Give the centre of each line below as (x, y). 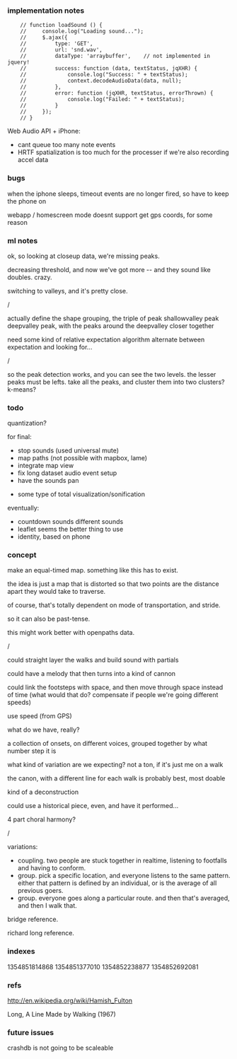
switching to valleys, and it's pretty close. (68, 291)
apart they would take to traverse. (57, 592)
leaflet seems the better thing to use (70, 529)
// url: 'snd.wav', (61, 50)
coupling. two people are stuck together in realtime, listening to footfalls (122, 860)
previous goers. (40, 891)
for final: (19, 437)
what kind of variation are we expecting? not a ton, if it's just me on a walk (115, 765)
